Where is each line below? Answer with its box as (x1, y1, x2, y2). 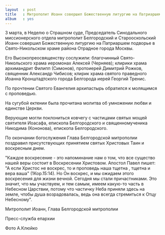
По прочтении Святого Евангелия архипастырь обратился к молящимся (5, 86, 157, 91)
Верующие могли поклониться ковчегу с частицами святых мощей (5, 115, 147, 121)
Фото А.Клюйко (5, 225, 38, 231)
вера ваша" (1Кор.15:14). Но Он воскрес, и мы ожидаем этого (5, 171, 134, 176)
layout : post (5, 7, 36, 12)
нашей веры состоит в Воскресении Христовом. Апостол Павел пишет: (5, 160, 156, 166)
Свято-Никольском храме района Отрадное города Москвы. (5, 45, 134, 52)
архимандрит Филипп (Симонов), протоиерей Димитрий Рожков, (5, 65, 143, 71)
